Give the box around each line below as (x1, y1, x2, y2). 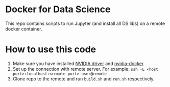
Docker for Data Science (5, 4, 111, 15)
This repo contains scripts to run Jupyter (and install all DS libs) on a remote (5, 20, 165, 26)
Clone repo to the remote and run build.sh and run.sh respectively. (12, 75, 155, 82)
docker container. (5, 25, 42, 32)
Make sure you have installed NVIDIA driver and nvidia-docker (12, 60, 144, 67)
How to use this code (5, 44, 96, 55)
